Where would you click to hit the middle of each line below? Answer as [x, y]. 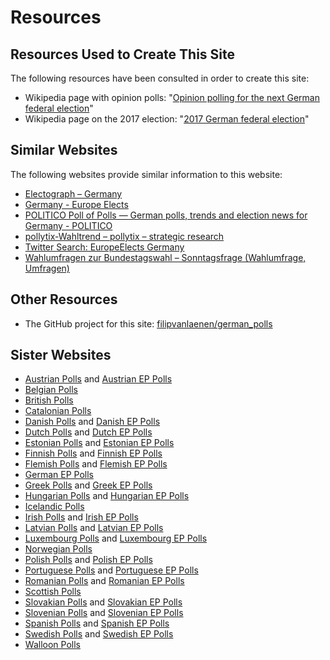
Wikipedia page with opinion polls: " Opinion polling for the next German [172, 97]
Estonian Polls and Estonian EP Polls [99, 443]
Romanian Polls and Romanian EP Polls [104, 581]
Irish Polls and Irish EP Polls [81, 517]
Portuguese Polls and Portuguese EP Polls [111, 570]
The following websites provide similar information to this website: [146, 174]
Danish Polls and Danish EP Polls [92, 422]
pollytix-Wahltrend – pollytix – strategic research [124, 236]
